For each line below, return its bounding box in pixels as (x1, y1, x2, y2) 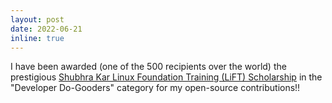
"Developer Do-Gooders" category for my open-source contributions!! (10, 82, 301, 94)
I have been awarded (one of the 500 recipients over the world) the (10, 61, 287, 73)
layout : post (10, 14, 65, 25)
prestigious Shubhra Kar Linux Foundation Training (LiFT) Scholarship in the (10, 71, 323, 83)
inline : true (10, 33, 65, 43)
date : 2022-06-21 (10, 24, 83, 34)
